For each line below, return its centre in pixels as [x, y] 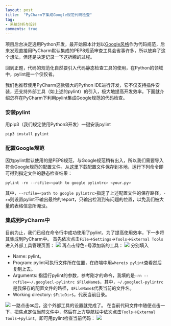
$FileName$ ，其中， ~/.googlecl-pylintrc [120, 282]
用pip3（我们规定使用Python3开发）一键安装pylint [58, 124]
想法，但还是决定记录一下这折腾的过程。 [52, 57]
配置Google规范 [25, 148]
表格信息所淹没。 [32, 206]
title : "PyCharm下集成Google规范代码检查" [49, 15]
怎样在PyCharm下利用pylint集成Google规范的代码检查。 [68, 98]
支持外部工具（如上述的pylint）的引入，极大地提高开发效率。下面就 [89, 91]
